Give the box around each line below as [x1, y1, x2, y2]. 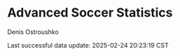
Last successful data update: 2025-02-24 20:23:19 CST [7, 41, 169, 49]
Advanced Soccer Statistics [7, 5, 173, 21]
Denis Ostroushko [7, 28, 60, 36]
